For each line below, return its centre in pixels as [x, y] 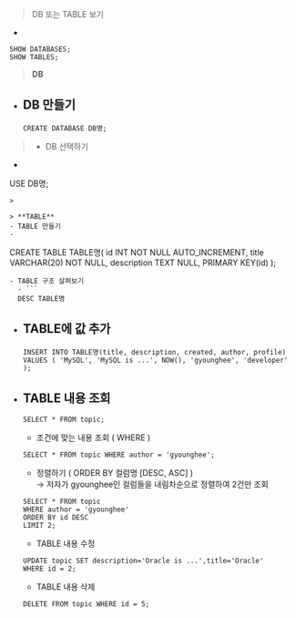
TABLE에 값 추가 [66, 329]
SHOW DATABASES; [40, 49]
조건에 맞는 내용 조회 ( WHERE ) [93, 438]
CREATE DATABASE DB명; [65, 128]
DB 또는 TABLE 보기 [68, 14]
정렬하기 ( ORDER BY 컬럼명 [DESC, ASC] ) [115, 473]
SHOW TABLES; [34, 57]
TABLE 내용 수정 [66, 544]
